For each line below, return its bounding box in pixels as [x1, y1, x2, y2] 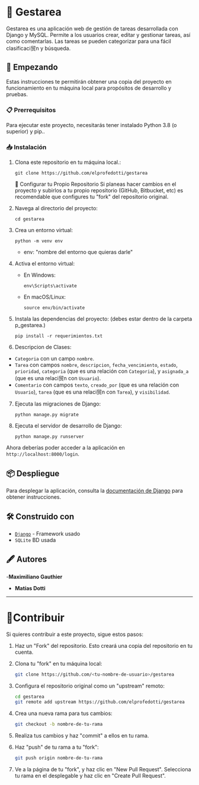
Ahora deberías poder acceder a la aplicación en [6, 444, 126, 451]
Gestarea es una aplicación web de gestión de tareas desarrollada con [6, 25, 179, 32]
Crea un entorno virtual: [14, 227, 73, 234]
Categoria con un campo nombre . [14, 355, 95, 362]
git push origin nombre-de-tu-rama [14, 755, 103, 761]
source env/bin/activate [23, 305, 85, 311]
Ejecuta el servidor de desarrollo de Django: [14, 422, 123, 429]
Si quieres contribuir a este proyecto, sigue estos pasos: [6, 631, 144, 638]
